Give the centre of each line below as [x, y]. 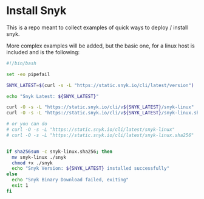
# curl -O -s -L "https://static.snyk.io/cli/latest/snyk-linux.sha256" [100, 135]
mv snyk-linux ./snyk [39, 157]
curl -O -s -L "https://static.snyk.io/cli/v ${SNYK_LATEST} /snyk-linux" [100, 107]
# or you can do [27, 124]
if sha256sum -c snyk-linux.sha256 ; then [59, 152]
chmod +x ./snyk [32, 163]
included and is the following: [43, 52]
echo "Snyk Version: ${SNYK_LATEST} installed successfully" [91, 169]
